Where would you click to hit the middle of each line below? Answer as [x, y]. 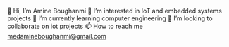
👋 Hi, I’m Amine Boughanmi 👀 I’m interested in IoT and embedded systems [114, 11]
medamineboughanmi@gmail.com [57, 36]
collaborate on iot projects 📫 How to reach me [75, 26]
